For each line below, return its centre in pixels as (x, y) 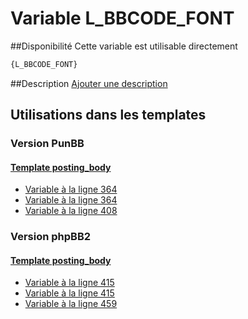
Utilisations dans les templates (108, 115)
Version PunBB (47, 144)
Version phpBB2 (51, 237)
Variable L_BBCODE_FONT (122, 18)
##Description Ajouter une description (89, 83)
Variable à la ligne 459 (71, 304)
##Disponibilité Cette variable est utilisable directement (124, 46)
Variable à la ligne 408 (71, 211)
